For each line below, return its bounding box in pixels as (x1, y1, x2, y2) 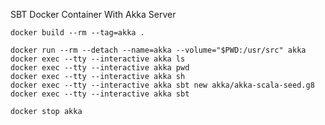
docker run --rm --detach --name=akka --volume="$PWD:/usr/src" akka (10, 45, 307, 55)
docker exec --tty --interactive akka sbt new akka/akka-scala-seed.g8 (10, 80, 315, 90)
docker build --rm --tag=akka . (10, 28, 145, 38)
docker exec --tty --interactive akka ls (10, 54, 186, 64)
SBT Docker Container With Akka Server (10, 9, 177, 20)
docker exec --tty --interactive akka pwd (10, 63, 190, 73)
